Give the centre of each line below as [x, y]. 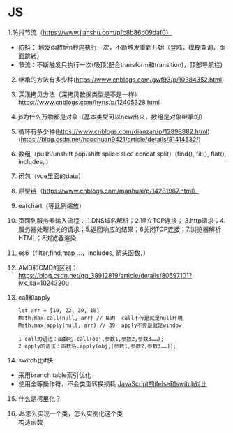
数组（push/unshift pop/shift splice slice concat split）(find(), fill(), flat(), [122, 154]
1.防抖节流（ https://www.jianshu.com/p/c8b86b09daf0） [90, 32]
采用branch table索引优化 [54, 375]
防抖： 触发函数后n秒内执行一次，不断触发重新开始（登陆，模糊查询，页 [122, 47]
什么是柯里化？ [39, 398]
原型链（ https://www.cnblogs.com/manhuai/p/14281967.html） [108, 191]
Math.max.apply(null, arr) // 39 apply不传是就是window [100, 325]
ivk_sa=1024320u [43, 283]
